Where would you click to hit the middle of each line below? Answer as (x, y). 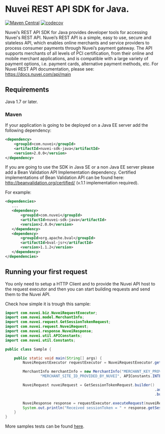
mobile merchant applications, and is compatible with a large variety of (77, 58)
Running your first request (46, 272)
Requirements (27, 90)
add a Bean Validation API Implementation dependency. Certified (70, 172)
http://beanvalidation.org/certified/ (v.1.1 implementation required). (72, 183)
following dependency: (28, 130)
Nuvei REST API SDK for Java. (67, 9)
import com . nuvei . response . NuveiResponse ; (49, 331)
